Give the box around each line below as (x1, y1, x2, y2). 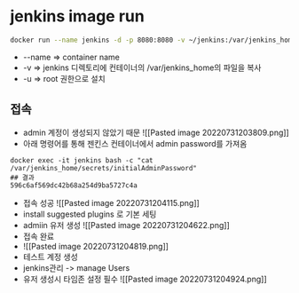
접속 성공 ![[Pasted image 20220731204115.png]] (22, 197, 201, 208)
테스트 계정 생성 (22, 251, 78, 262)
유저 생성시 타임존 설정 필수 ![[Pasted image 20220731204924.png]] (22, 273, 267, 284)
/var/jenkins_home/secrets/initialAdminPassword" (10, 163, 198, 172)
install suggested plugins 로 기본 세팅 (22, 209, 157, 219)
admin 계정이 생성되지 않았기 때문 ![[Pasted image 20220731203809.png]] (22, 127, 289, 138)
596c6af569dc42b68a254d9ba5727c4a (10, 180, 138, 190)
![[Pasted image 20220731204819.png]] (22, 241, 169, 251)
